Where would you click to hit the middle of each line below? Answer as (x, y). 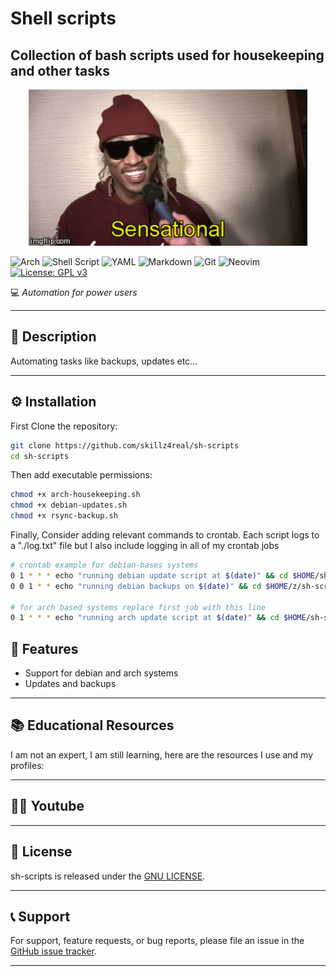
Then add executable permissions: (81, 475)
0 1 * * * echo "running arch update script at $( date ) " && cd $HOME (158, 618)
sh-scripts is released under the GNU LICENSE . (108, 876)
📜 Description (53, 337)
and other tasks (60, 70)
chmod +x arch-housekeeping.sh (75, 495)
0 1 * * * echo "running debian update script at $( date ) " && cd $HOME (162, 575)
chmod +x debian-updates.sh (69, 505)
